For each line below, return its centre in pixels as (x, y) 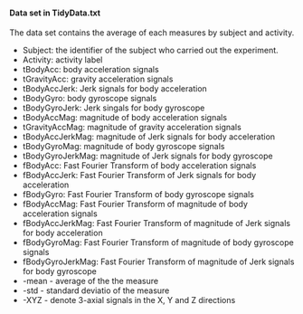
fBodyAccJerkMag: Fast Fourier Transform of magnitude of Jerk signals (156, 224)
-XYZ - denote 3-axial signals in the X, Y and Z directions (129, 300)
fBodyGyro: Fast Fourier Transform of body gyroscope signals (138, 195)
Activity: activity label (62, 60)
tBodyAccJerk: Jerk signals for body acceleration (115, 89)
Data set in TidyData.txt (55, 13)
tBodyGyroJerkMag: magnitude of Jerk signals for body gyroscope (147, 156)
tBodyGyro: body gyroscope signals (90, 99)
